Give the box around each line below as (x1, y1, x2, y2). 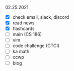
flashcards (12, 25, 35, 32)
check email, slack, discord (12, 14, 69, 20)
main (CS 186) (12, 31, 42, 38)
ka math (12, 48, 30, 55)
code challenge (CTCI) (12, 43, 59, 49)
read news (12, 20, 35, 26)
